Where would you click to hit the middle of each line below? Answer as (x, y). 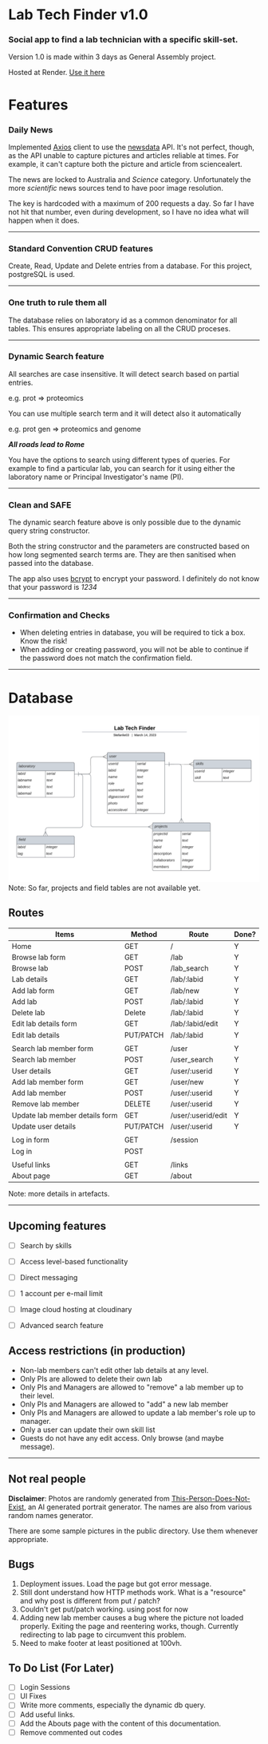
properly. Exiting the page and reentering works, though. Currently (129, 1626)
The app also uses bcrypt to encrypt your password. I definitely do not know (134, 579)
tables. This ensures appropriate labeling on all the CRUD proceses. (120, 328)
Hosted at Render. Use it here (57, 73)
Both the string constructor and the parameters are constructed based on (129, 546)
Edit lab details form (44, 1024)
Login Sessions (45, 1687)
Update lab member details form (65, 1115)
